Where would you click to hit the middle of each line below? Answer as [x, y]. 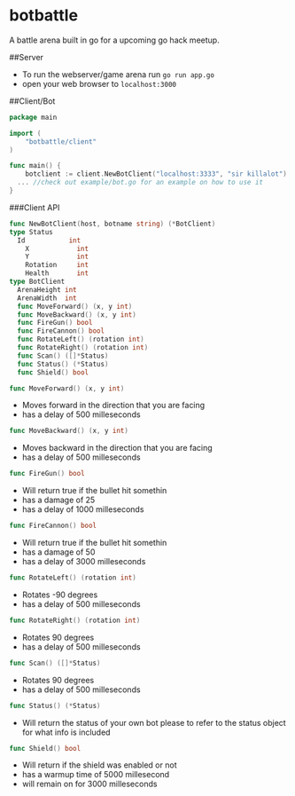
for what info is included [66, 732]
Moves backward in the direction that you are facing [117, 448]
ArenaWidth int [47, 298]
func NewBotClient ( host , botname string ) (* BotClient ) [113, 224]
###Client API [35, 207]
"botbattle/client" [61, 142]
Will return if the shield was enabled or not [99, 765]
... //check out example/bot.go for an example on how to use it [140, 183]
